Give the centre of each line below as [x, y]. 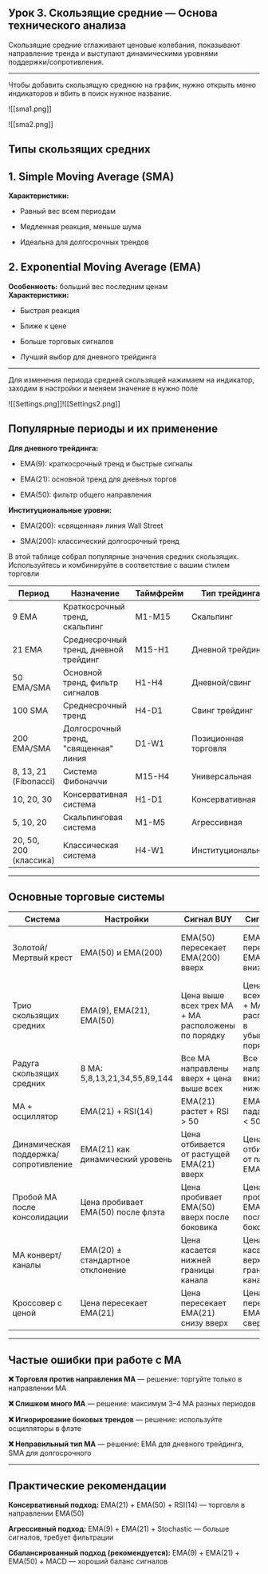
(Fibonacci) [34, 781]
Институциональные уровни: [60, 509]
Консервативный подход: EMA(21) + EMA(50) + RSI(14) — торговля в [127, 1505]
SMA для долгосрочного [50, 1453]
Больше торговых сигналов [67, 341]
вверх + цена [206, 1079]
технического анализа [67, 26]
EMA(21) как [105, 1149]
